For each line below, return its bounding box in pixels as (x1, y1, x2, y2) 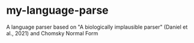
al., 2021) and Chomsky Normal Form (6, 29, 99, 36)
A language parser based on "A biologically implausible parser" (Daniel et (6, 23, 188, 30)
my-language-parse (6, 4, 109, 17)
